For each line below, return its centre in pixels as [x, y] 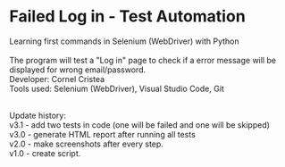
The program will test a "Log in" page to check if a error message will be [143, 60]
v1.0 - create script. [45, 153]
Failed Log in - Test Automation [127, 17]
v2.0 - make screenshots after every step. [86, 144]
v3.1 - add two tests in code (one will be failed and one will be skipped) [140, 125]
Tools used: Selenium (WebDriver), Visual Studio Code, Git [117, 88]
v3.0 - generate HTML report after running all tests [103, 134]
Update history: [38, 115]
